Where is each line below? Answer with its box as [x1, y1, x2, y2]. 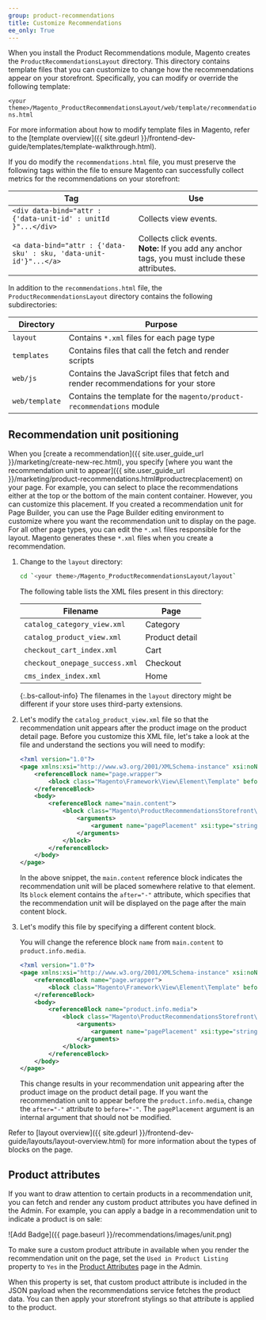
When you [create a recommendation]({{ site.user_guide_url [8, 449, 204, 459]
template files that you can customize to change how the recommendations [8, 65, 254, 75]
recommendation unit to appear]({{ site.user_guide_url [8, 466, 185, 475]
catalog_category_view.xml [23, 620, 126, 629]
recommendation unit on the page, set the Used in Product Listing [8, 1253, 229, 1263]
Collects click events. [138, 233, 218, 244]
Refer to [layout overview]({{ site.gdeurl [8, 1128, 138, 1137]
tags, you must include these [138, 253, 245, 264]
